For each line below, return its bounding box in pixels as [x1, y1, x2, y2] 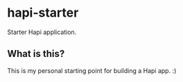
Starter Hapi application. [7, 28, 77, 36]
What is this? [7, 48, 65, 60]
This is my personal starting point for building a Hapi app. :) [7, 66, 177, 74]
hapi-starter [7, 5, 79, 21]
